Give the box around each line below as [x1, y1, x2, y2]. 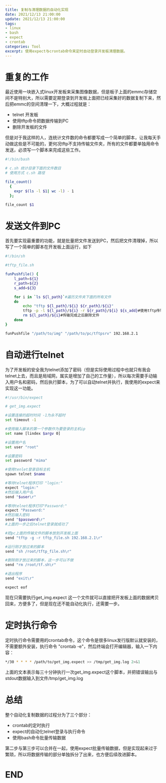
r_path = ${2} [14, 281, 39, 286]
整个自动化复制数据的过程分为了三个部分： [5, 712, 92, 718]
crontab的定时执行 [12, 722, 50, 728]
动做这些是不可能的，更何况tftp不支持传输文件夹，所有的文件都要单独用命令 [5, 141, 160, 147]
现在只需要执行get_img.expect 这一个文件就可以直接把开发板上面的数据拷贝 [5, 594, 159, 600]
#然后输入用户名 [5, 490, 34, 495]
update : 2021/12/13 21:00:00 [5, 16, 65, 21]
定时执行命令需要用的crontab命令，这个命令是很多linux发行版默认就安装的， [5, 637, 161, 643]
